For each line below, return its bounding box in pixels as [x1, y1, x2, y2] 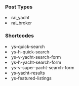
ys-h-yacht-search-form [11, 59, 62, 65]
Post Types [5, 3, 33, 10]
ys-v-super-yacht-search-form [11, 64, 75, 70]
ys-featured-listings [11, 75, 52, 81]
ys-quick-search [11, 43, 45, 49]
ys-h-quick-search [11, 48, 50, 55]
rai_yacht [11, 15, 30, 21]
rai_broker [11, 20, 32, 26]
